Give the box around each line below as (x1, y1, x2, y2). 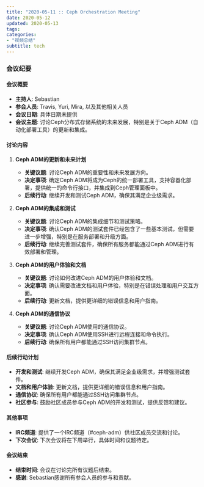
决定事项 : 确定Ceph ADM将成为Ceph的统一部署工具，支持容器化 (24, 177, 186, 184)
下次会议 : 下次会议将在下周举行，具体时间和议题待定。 (15, 436, 153, 444)
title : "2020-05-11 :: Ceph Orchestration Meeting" (6, 9, 140, 15)
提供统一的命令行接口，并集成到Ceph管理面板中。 (35, 184, 161, 191)
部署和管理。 (29, 248, 62, 255)
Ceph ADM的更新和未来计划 (15, 156, 87, 163)
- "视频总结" (6, 37, 36, 43)
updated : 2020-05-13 (6, 20, 59, 26)
